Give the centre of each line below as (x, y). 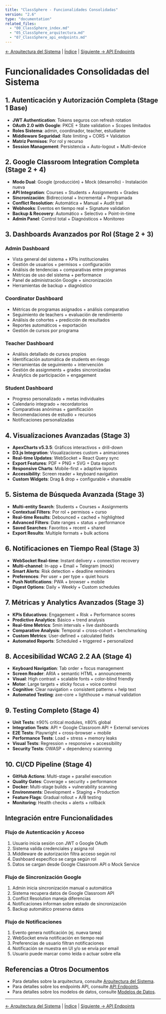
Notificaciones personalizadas (43, 420)
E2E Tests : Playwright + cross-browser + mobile (62, 733)
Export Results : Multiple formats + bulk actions (61, 533)
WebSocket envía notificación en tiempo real (58, 938)
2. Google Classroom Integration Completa (72, 162)
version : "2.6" (21, 14)
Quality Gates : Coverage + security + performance (64, 781)
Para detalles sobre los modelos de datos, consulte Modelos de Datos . (84, 992)
